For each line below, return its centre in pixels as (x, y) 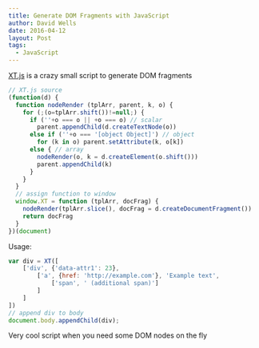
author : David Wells (43, 23)
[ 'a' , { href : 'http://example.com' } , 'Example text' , (128, 276)
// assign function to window (66, 194)
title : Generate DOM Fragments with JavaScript (89, 16)
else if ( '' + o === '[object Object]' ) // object (112, 135)
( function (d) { (34, 97)
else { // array (56, 149)
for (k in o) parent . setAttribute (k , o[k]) (110, 142)
